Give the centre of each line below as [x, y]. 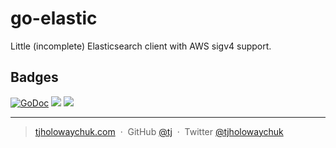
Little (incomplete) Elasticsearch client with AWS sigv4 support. [141, 46]
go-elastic [54, 18]
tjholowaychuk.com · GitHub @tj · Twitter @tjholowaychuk [159, 131]
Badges [34, 77]
